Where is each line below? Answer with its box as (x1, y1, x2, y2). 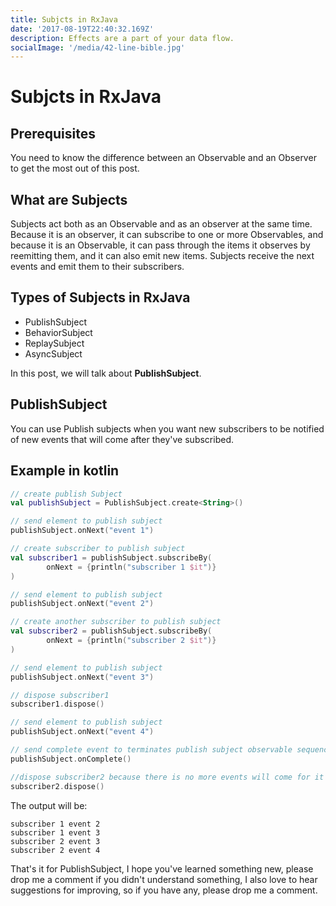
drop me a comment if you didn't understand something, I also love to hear (10, 873, 318, 885)
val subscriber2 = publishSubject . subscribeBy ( (10, 626, 213, 636)
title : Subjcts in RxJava (10, 14, 118, 25)
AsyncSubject (24, 347, 83, 360)
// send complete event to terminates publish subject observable (10, 745, 293, 755)
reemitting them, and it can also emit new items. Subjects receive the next (10, 250, 315, 262)
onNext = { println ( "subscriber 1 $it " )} (46, 562, 217, 572)
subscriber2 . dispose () (10, 781, 105, 791)
